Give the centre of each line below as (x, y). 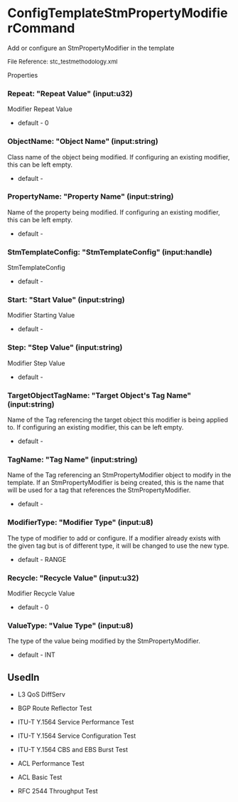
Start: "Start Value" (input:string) (66, 300)
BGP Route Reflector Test (55, 708)
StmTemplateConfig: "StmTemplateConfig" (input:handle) (110, 252)
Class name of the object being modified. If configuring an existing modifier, (119, 157)
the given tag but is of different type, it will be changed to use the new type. (118, 546)
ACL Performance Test (51, 764)
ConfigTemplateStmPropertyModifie (118, 13)
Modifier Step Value (36, 363)
